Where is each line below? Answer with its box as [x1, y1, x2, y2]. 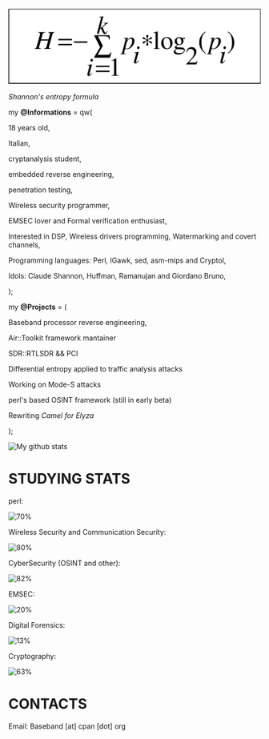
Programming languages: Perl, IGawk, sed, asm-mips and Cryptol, [8, 255, 227, 265]
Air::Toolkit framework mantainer [8, 333, 116, 343]
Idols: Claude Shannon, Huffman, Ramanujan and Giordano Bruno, [8, 271, 227, 281]
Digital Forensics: [8, 621, 66, 630]
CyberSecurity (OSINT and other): [8, 558, 121, 568]
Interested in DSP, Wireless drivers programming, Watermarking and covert [8, 231, 257, 241]
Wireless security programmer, [8, 201, 110, 211]
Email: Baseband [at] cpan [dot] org [8, 721, 126, 731]
